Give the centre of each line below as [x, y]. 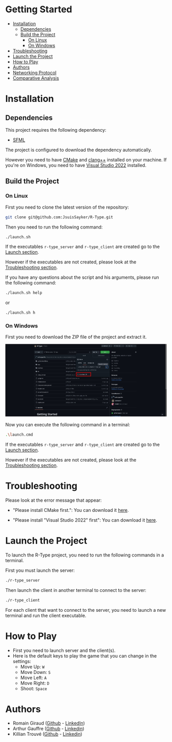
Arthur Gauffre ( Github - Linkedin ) [48, 729]
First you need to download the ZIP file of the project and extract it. [76, 337]
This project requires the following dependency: [56, 130]
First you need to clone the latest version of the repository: [67, 207]
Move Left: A [34, 677]
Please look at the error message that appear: [53, 500]
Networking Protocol [35, 72]
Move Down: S [36, 672]
